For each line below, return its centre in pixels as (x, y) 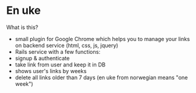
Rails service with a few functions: (58, 51)
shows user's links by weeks (51, 71)
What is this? (22, 27)
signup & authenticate (42, 58)
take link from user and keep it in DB (60, 65)
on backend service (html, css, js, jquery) (67, 45)
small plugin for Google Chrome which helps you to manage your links (103, 39)
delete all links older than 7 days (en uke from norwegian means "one (101, 77)
